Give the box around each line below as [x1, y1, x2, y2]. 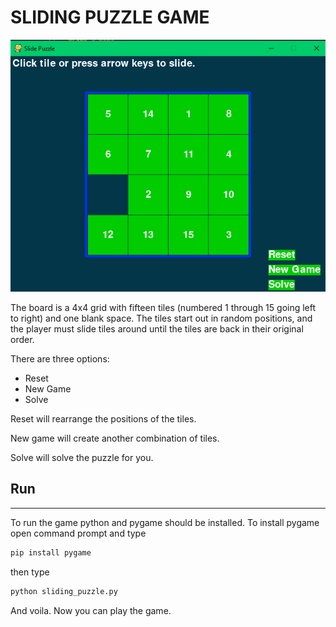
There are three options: [10, 352, 110, 365]
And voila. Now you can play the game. [10, 604, 172, 616]
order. [10, 333, 35, 345]
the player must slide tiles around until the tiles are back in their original [10, 322, 304, 335]
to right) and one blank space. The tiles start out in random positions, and [10, 312, 313, 324]
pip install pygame [10, 547, 92, 558]
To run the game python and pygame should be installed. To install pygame [10, 516, 320, 528]
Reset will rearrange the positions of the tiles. [10, 412, 197, 425]
